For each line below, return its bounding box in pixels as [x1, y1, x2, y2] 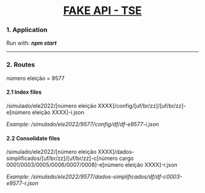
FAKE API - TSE [63, 4, 142, 18]
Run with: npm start [6, 39, 57, 47]
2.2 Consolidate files [6, 134, 60, 142]
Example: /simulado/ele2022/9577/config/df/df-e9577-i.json [6, 120, 159, 127]
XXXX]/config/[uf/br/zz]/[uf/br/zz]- [97, 102, 186, 109]
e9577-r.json [6, 180, 38, 187]
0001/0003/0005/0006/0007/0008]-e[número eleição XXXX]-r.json [6, 161, 178, 168]
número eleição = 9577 [6, 74, 65, 81]
